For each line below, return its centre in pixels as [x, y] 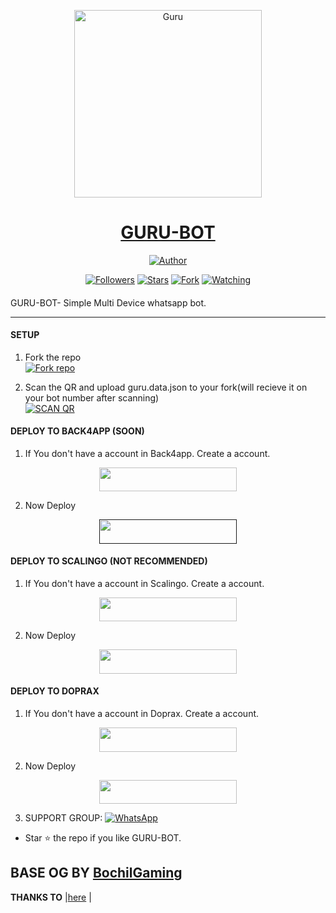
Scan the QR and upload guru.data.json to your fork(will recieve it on [166, 387]
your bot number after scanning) [92, 397]
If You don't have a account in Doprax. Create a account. [142, 714]
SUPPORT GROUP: [63, 817]
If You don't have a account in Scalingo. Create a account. [144, 584]
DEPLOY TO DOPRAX [55, 691]
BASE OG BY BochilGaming [96, 873]
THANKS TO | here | [51, 897]
